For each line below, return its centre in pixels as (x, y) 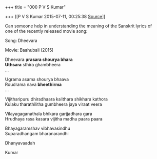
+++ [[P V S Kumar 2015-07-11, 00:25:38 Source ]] (55, 16)
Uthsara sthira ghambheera (33, 65)
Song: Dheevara (21, 40)
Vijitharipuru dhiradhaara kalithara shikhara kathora (57, 99)
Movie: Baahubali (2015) (29, 50)
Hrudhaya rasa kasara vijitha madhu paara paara (54, 119)
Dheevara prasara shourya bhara (39, 60)
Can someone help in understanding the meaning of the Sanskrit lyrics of (78, 26)
